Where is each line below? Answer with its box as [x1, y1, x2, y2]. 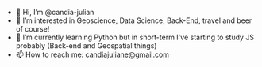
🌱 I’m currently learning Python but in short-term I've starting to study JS [15, 32, 255, 42]
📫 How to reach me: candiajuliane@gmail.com [15, 50, 169, 59]
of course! [15, 24, 50, 33]
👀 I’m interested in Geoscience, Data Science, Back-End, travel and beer [15, 16, 252, 25]
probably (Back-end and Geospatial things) [15, 41, 157, 50]
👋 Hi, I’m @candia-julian [15, 8, 94, 17]
